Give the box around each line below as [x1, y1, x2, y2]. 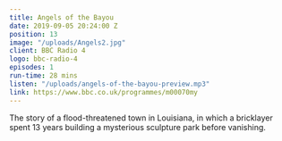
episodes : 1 [9, 63, 54, 72]
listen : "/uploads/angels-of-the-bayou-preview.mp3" [9, 79, 210, 88]
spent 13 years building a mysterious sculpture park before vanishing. [9, 121, 267, 132]
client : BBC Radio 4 [9, 46, 87, 55]
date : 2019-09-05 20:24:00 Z [9, 21, 118, 30]
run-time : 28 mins [9, 71, 78, 80]
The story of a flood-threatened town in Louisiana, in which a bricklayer [9, 112, 273, 123]
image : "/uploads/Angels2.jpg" [9, 37, 126, 47]
